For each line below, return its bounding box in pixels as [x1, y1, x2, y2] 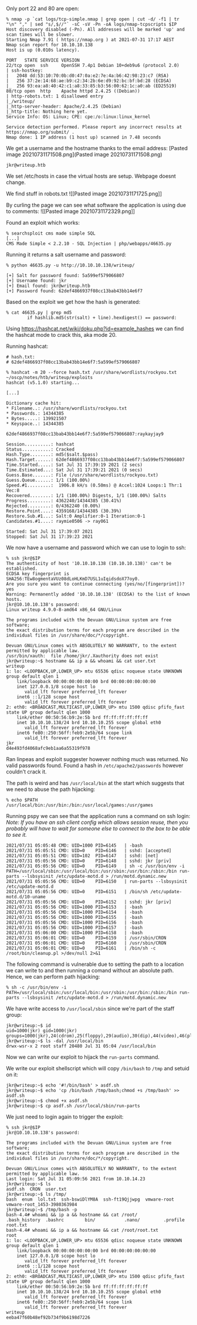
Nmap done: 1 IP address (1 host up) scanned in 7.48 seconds [6, 134, 161, 140]
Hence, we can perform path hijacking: [6, 974, 100, 980]
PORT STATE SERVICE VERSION [6, 58, 80, 63]
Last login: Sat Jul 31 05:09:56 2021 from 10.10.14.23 [6, 1176, 145, 1182]
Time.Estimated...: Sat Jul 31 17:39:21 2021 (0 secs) [6, 467, 143, 473]
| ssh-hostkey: [6, 67, 43, 73]
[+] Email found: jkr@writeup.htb [6, 283, 91, 289]
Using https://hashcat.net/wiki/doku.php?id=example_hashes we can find [6, 325, 184, 332]
